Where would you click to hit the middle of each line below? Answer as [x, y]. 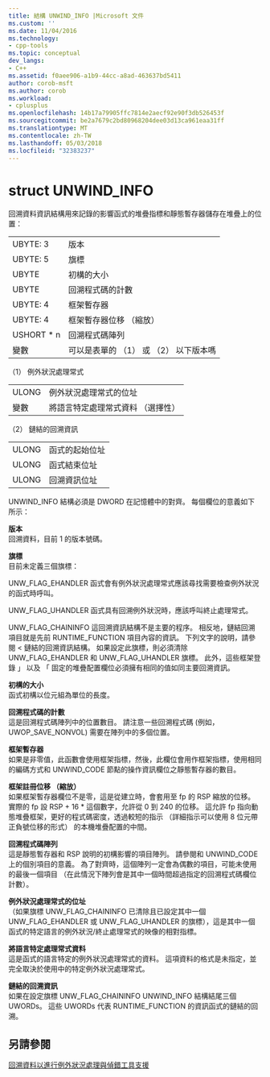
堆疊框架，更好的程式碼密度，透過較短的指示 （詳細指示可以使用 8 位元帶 [137, 817]
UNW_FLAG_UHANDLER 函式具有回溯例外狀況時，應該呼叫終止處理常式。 [131, 611]
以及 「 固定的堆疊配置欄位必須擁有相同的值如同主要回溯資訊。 [130, 668]
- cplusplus [28, 106]
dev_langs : [27, 61]
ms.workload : [30, 98]
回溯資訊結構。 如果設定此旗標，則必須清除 [117, 648]
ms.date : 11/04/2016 [43, 31]
